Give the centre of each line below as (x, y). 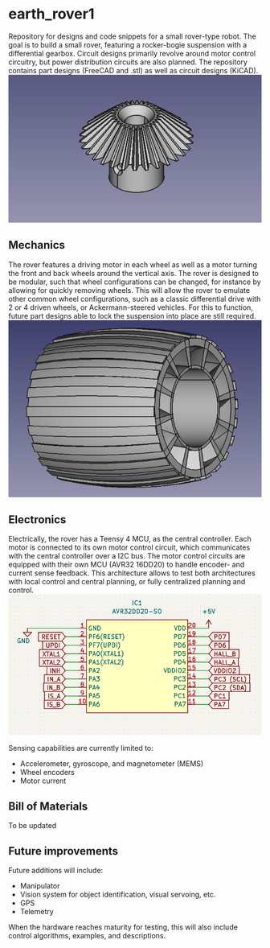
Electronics (37, 519)
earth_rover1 (51, 14)
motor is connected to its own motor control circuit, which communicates (129, 547)
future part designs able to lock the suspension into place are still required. (132, 315)
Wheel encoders (47, 773)
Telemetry (37, 911)
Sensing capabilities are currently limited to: (81, 748)
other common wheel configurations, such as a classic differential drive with (135, 299)
